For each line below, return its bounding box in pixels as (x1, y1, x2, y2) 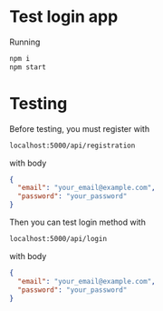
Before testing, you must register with (9, 123, 150, 134)
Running (9, 36, 41, 47)
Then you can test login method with (9, 216, 147, 227)
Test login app (9, 6, 119, 27)
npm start (9, 62, 47, 72)
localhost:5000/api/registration (9, 141, 136, 150)
